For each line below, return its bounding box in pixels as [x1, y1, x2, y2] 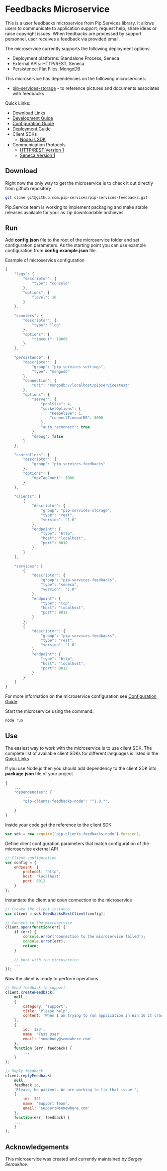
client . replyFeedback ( [5, 1073, 52, 1078]
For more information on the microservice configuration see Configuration [5, 693, 157, 699]
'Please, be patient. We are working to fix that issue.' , [14, 1087, 139, 1092]
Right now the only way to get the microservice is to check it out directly [5, 180, 153, 186]
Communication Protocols [12, 141, 66, 148]
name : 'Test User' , [23, 1032, 64, 1037]
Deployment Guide [12, 126, 51, 132]
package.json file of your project [5, 770, 73, 777]
